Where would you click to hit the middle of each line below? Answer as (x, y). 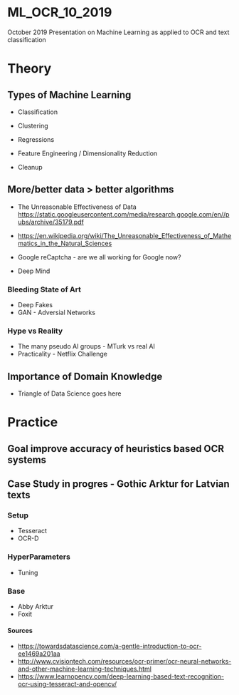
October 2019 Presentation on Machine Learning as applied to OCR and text (118, 32)
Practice (33, 422)
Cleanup (30, 167)
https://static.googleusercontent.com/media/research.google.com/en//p (123, 214)
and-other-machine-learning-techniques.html (84, 669)
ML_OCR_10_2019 (60, 12)
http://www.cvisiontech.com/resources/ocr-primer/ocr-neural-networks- (124, 661)
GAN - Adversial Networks (57, 313)
